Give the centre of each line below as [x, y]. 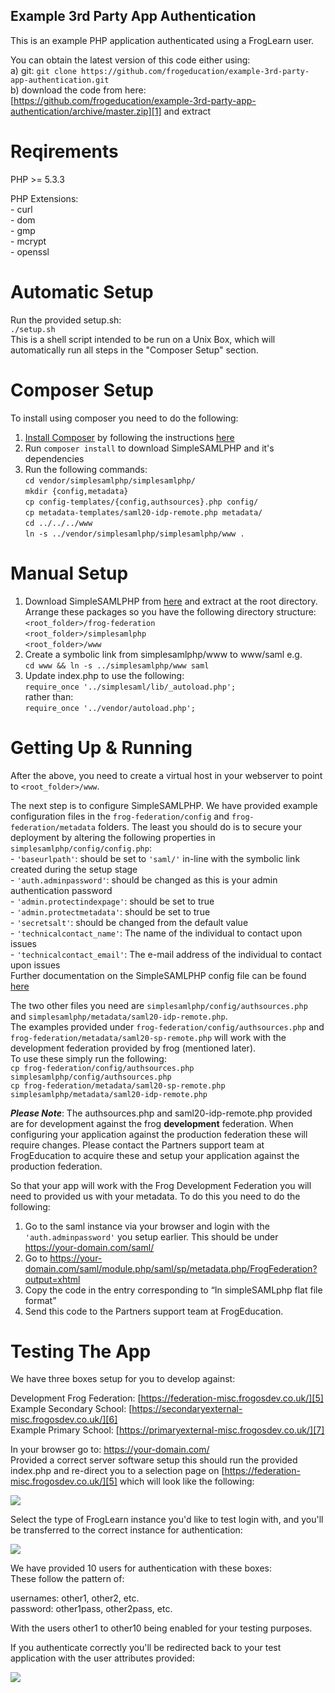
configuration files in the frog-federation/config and [120, 816]
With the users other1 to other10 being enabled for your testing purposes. [161, 1628]
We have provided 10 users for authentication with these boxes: [141, 1568]
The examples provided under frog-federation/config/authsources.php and [167, 1026]
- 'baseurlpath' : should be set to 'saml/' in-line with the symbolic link [155, 858]
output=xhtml [52, 1279]
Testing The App [81, 1351]
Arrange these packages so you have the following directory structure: [170, 611]
